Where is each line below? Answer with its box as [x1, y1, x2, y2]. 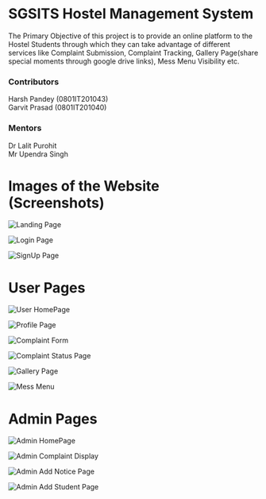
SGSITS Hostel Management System [8, 5, 254, 23]
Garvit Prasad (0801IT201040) [8, 103, 107, 112]
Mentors [8, 122, 42, 133]
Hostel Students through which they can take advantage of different [8, 39, 230, 48]
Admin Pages [8, 410, 98, 427]
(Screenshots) [8, 194, 105, 211]
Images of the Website [8, 176, 160, 195]
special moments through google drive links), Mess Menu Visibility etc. [8, 56, 240, 66]
